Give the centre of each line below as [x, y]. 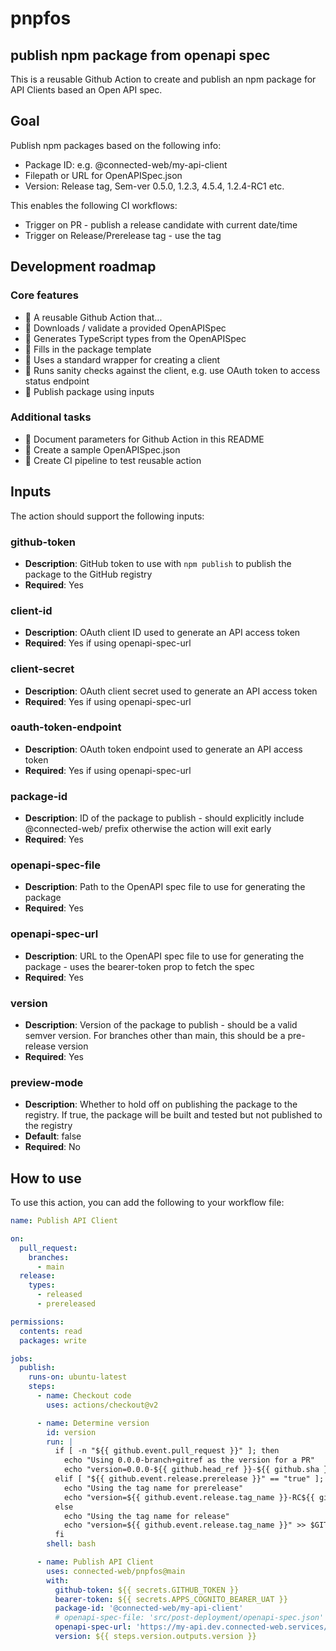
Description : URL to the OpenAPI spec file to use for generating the [164, 956]
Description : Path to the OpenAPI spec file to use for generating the [165, 887]
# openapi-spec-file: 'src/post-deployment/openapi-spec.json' [189, 1618]
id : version [71, 1432]
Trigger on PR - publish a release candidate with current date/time [161, 224]
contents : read [51, 1331]
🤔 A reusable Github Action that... [93, 317]
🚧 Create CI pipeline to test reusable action [113, 460]
